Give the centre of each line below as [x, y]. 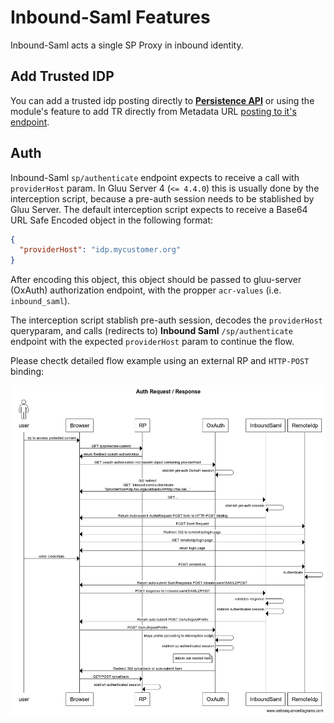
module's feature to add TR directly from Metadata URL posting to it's [153, 111]
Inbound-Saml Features [110, 17]
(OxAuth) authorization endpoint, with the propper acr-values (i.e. [146, 290]
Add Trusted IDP [62, 76]
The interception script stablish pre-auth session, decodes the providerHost [166, 320]
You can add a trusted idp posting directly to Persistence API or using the [162, 100]
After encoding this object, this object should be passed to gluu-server [156, 280]
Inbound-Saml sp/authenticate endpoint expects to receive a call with [155, 177]
